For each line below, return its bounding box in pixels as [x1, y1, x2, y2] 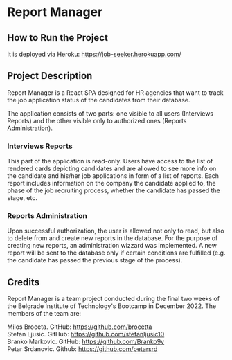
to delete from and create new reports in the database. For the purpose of [7, 234, 218, 242]
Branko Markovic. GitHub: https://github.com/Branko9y [7, 337, 165, 346]
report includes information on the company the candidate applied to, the [7, 179, 216, 188]
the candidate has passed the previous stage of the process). [7, 256, 183, 264]
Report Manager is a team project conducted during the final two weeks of [7, 295, 220, 303]
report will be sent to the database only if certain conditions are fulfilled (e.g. [7, 249, 226, 257]
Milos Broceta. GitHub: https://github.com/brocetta [7, 323, 152, 331]
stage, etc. [7, 194, 38, 202]
